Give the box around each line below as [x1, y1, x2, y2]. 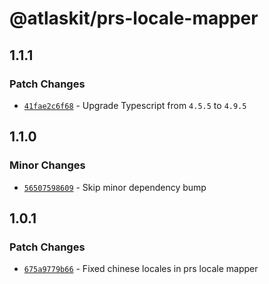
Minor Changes [9, 158, 86, 172]
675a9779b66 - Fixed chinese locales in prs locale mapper [23, 263, 259, 275]
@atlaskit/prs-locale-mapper [9, 7, 259, 30]
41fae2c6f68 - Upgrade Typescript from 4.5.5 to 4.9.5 [23, 99, 247, 111]
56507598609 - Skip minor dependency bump [23, 181, 207, 193]
